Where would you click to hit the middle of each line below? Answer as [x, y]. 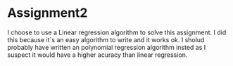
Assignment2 [48, 13]
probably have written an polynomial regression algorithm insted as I [107, 47]
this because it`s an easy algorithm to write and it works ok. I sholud [106, 39]
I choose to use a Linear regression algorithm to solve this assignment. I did [117, 32]
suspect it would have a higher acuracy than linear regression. [97, 55]
